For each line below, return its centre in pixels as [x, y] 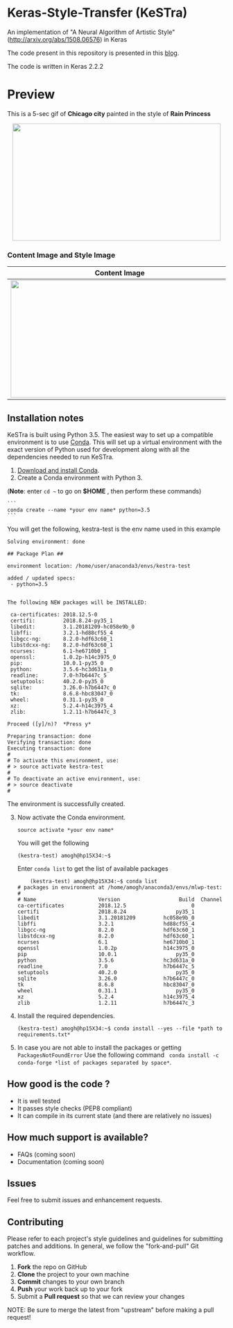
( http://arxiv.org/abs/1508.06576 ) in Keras [67, 39]
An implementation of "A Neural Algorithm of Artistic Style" [91, 32]
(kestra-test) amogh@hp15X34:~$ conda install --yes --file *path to [120, 1028]
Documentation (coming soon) [61, 1161]
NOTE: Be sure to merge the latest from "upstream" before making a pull [111, 1310]
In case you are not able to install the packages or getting [99, 1047]
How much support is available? [78, 1138]
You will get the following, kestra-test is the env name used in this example [114, 529]
